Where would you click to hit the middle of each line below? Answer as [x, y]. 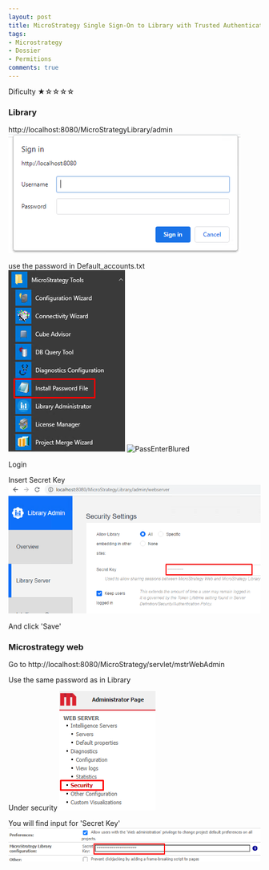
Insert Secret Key [37, 480]
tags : [17, 34]
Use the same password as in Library [70, 680]
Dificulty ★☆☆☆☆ [41, 91]
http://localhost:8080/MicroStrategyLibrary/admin [91, 130]
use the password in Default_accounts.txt [77, 266]
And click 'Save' [35, 626]
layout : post [30, 17]
